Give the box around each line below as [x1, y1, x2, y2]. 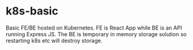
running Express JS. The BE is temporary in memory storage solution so [5, 30, 187, 37]
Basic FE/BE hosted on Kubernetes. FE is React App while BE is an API [5, 24, 183, 31]
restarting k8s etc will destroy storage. [5, 37, 103, 44]
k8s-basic [5, 4, 59, 18]
